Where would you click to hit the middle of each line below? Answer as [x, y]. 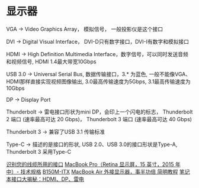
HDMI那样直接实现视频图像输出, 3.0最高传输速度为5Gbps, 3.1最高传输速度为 [98, 81]
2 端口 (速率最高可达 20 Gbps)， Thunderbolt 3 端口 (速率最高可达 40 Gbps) [99, 119]
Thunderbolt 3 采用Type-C [39, 151]
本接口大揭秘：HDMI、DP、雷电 [45, 179]
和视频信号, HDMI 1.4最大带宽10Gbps [51, 61]
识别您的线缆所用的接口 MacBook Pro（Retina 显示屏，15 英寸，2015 [90, 164]
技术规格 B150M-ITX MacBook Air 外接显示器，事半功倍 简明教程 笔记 [105, 171]
